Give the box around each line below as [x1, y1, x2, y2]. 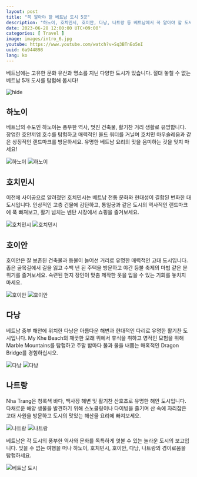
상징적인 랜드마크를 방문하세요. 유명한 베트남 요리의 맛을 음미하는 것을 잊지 [12, 138, 183, 145]
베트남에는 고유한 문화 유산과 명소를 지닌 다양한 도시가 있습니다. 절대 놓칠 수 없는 [6, 69, 191, 77]
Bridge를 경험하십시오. [6, 349, 59, 356]
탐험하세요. [6, 452, 32, 459]
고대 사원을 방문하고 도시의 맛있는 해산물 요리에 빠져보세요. [6, 412, 141, 419]
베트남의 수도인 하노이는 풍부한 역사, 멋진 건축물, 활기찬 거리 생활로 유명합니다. [6, 124, 186, 131]
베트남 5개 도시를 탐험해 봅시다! [6, 77, 78, 84]
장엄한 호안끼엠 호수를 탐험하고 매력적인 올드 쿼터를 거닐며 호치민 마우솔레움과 [6, 131, 185, 138]
